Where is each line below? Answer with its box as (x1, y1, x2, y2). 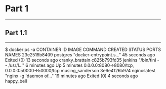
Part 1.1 (5, 29, 27, 37)
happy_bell (5, 78, 27, 84)
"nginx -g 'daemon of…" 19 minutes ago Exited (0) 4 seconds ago (5, 73, 138, 79)
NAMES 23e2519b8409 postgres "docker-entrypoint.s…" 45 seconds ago (5, 51, 156, 57)
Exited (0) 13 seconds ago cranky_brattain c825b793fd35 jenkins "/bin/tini (5, 57, 157, 63)
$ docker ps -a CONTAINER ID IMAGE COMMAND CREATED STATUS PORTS (5, 46, 161, 52)
